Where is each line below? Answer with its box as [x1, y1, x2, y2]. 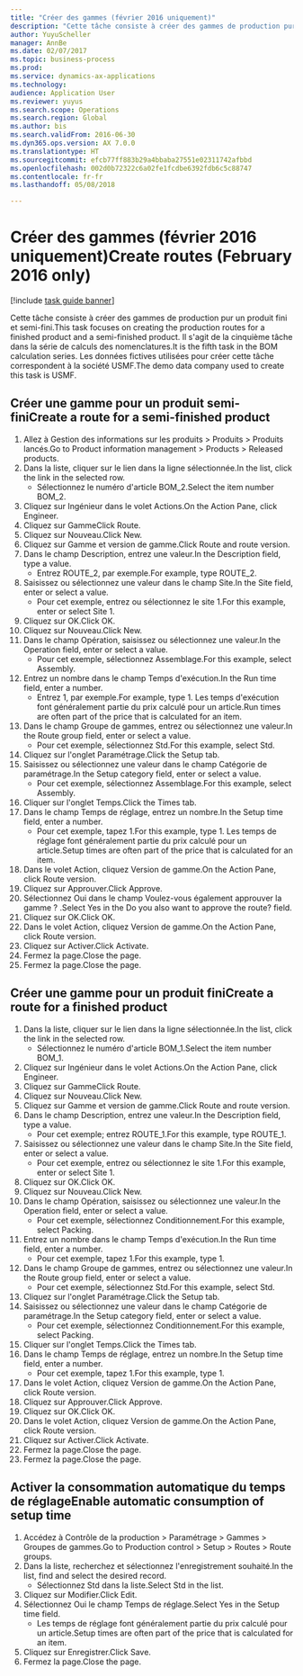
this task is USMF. [10, 370, 77, 381]
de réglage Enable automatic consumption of [10, 1494, 264, 1510]
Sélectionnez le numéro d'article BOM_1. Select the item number [36, 1043, 272, 1053]
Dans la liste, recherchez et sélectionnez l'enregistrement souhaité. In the [22, 1560, 293, 1571]
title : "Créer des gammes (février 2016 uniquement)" [10, 13, 217, 22]
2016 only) [10, 265, 92, 286]
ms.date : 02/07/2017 [10, 47, 88, 56]
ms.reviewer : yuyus [10, 96, 84, 106]
